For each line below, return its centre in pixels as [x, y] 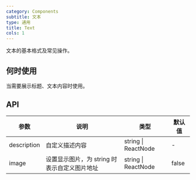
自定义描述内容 [66, 145]
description [24, 145]
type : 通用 [18, 22]
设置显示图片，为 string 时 [82, 159]
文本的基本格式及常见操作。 [39, 51]
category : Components [32, 11]
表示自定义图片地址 [72, 168]
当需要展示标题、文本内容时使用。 [47, 86]
